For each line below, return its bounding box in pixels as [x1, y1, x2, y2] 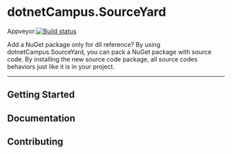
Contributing [7, 136, 64, 148]
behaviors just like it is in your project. [7, 62, 115, 70]
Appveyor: [7, 27, 37, 35]
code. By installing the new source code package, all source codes [7, 55, 198, 63]
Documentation [7, 112, 76, 124]
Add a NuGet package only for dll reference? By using [7, 40, 161, 48]
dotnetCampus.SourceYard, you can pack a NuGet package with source [7, 48, 212, 56]
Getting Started [7, 89, 75, 101]
